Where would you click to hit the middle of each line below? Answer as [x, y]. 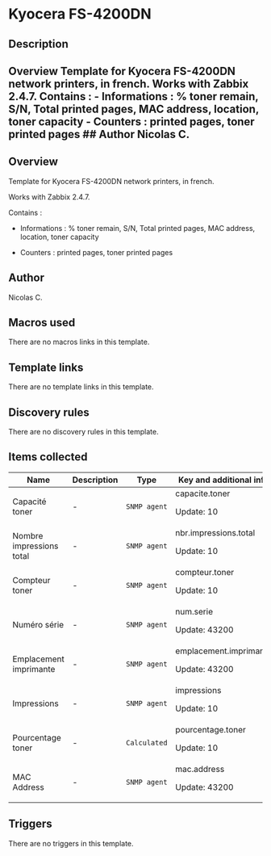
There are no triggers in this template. [71, 843]
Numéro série [38, 624]
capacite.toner [203, 493]
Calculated [147, 743]
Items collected [48, 457]
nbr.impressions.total [215, 532]
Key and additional [215, 480]
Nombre [28, 535]
